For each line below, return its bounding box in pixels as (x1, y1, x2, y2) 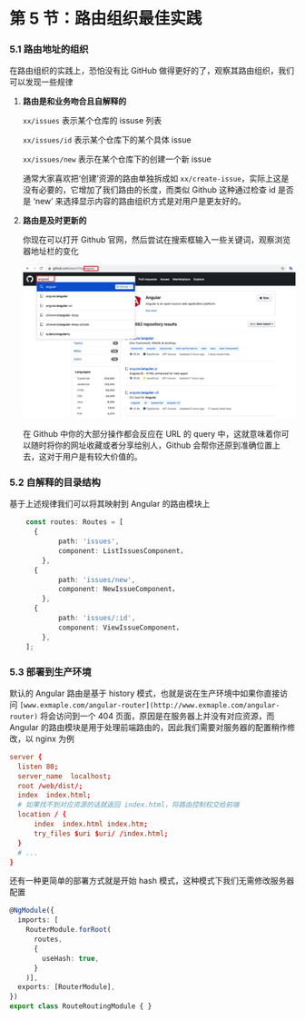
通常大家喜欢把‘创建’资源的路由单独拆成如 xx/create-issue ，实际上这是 (22, 173, 290, 184)
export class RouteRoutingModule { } (9, 1002, 152, 1011)
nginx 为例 (34, 733, 75, 744)
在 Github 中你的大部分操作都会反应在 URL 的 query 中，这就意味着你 (22, 429, 281, 440)
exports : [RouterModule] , (17, 983, 116, 992)
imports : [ (17, 916, 59, 925)
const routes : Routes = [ (25, 518, 124, 527)
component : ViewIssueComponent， (57, 623, 183, 632)
